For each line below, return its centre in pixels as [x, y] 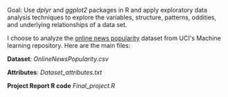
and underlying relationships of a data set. [67, 25]
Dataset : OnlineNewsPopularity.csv [58, 59]
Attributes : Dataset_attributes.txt [55, 72]
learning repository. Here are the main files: [69, 45]
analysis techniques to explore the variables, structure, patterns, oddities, [112, 17]
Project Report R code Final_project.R [61, 86]
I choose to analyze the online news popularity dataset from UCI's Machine [114, 38]
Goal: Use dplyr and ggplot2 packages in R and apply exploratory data [107, 10]
